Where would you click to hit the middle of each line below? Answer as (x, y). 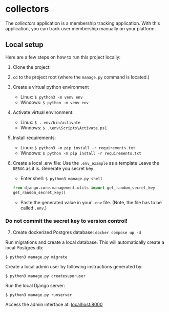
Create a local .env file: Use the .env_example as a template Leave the (86, 163)
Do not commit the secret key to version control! (67, 221)
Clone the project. (32, 67)
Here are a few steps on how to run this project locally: (63, 57)
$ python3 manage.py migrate (36, 257)
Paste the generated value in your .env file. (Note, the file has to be (91, 202)
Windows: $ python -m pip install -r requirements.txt (81, 153)
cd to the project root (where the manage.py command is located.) (81, 77)
